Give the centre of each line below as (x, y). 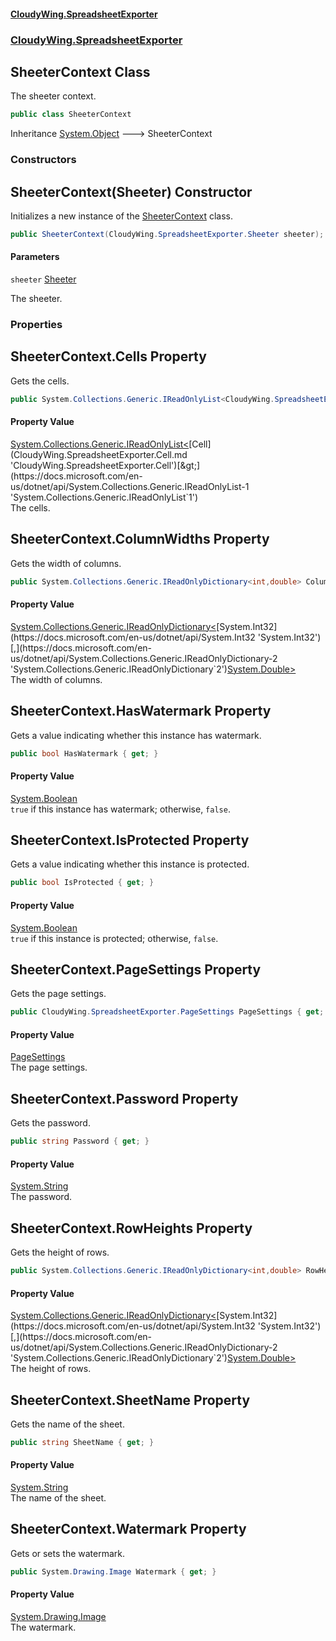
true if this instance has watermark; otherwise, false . (120, 809)
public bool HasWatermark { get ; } (84, 753)
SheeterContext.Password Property (124, 1098)
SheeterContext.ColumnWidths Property (140, 539)
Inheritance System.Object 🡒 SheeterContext (111, 134)
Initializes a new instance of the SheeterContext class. (121, 216)
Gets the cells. (40, 381)
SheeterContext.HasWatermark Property (141, 711)
